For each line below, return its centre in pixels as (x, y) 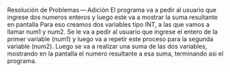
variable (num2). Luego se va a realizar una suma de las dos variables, (107, 46)
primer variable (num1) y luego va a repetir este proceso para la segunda (110, 39)
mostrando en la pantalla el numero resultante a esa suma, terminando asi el (115, 53)
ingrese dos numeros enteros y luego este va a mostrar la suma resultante (113, 17)
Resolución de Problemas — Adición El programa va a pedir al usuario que (112, 10)
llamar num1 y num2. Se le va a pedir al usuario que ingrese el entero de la (113, 32)
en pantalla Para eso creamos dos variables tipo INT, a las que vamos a (108, 24)
